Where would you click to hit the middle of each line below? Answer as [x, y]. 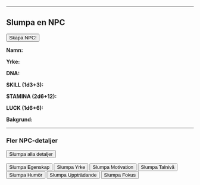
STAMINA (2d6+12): [32, 96]
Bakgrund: [19, 119]
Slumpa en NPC [36, 22]
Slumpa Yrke [71, 167]
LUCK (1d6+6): [25, 107]
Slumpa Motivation [113, 167]
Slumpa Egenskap [29, 167]
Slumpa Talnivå [157, 167]
